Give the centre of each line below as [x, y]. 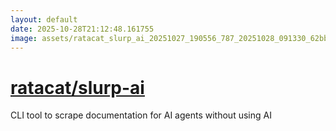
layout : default [44, 19]
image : [24, 38]
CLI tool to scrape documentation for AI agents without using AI [141, 115]
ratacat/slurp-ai [77, 87]
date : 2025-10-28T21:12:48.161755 [82, 29]
